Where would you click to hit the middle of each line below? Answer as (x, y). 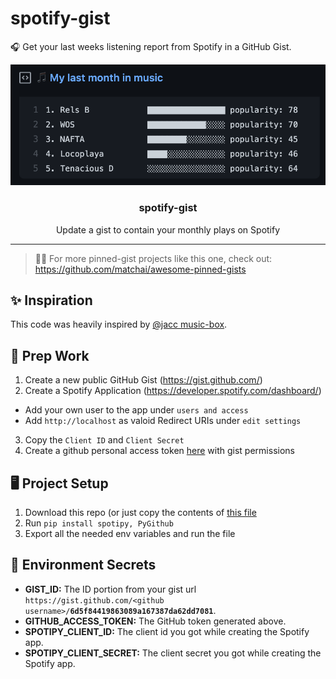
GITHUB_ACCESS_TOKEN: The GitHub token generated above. (155, 621)
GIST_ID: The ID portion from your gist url (110, 589)
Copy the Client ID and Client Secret (104, 440)
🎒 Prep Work (50, 355)
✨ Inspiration (51, 300)
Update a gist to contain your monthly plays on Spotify (168, 229)
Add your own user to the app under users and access (136, 410)
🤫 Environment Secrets (83, 565)
